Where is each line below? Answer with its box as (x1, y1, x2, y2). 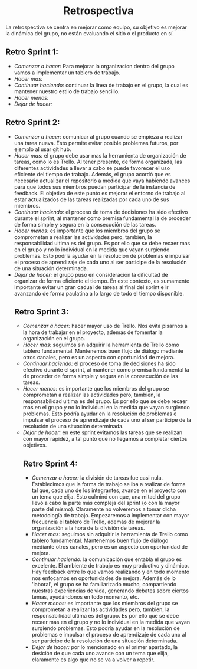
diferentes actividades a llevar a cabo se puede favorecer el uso (14, 164, 170, 172)
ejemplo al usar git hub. (14, 146, 71, 153)
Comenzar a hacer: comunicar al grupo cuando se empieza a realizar (14, 133, 183, 140)
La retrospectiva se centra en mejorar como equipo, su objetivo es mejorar (5, 24, 187, 31)
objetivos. (22, 441, 47, 449)
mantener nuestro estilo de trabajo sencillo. (14, 87, 120, 95)
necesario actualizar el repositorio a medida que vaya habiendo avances (14, 177, 191, 184)
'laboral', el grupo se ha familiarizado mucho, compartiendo (31, 581, 177, 588)
